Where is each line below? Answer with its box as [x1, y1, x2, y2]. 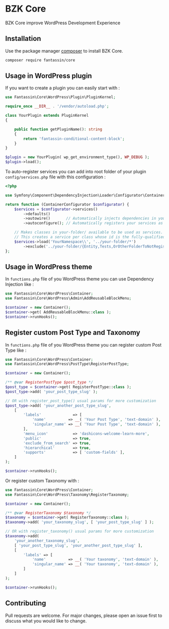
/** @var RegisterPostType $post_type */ [5, 380, 94, 385]
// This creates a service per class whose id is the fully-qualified [14, 234, 165, 240]
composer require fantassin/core [5, 58, 75, 63]
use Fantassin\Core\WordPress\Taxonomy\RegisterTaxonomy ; [5, 492, 129, 497]
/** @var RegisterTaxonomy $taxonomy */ [5, 510, 92, 515]
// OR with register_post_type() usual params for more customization [5, 398, 156, 403]
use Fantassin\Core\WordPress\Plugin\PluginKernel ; [5, 94, 116, 100]
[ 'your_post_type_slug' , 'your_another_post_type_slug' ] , [14, 543, 143, 548]
